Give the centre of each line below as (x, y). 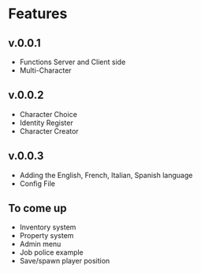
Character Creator (49, 131)
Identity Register (46, 123)
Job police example (52, 252)
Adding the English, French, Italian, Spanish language (106, 175)
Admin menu (40, 244)
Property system (47, 236)
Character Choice (48, 114)
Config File (37, 184)
